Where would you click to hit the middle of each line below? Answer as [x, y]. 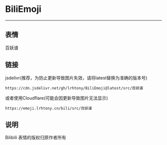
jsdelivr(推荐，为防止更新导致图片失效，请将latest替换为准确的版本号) [76, 77]
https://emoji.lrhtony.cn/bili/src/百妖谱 [49, 108]
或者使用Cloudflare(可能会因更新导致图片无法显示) [57, 98]
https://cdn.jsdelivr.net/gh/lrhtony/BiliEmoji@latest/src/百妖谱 [74, 88]
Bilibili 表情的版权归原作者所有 [36, 138]
